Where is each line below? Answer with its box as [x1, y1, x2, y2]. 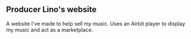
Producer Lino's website [6, 5, 97, 15]
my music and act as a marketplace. [6, 26, 93, 33]
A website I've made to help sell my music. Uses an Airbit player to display [6, 20, 186, 27]
